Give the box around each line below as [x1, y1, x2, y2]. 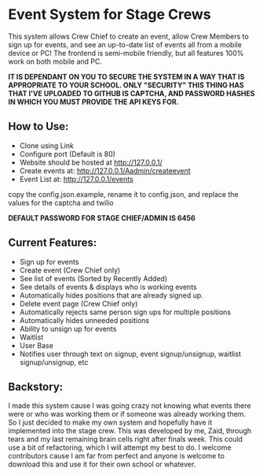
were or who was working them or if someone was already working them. [8, 410, 246, 419]
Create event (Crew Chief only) [19, 265, 121, 275]
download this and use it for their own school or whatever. [8, 459, 196, 469]
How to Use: [8, 120, 69, 133]
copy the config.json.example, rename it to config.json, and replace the [8, 189, 239, 199]
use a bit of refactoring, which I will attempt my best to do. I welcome [8, 443, 232, 452]
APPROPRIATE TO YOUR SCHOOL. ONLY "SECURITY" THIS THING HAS [8, 80, 245, 90]
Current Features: [8, 236, 97, 250]
